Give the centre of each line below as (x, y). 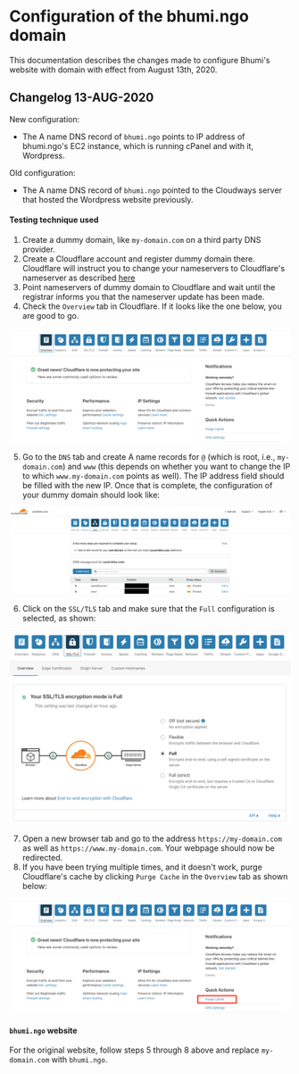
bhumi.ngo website (43, 1030)
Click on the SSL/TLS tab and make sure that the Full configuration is (148, 609)
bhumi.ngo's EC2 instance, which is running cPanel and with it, (138, 146)
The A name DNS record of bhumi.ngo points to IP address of (133, 137)
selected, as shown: (59, 619)
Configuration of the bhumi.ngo (129, 17)
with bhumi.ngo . (79, 1060)
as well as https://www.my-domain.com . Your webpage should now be (148, 848)
